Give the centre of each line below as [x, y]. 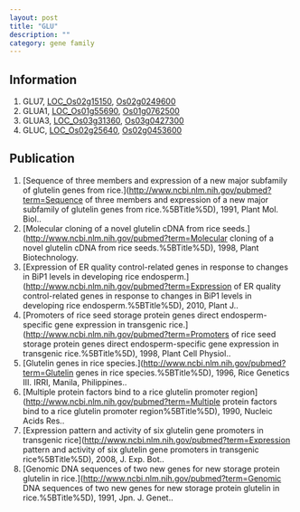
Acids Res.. [43, 421]
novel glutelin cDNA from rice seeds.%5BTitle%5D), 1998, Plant [141, 247]
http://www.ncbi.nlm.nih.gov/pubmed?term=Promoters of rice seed [151, 334]
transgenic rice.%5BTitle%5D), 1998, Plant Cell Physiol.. [127, 353]
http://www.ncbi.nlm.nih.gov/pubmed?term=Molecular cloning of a [150, 238]
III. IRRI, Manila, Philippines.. [75, 382]
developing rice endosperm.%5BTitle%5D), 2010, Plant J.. [131, 305]
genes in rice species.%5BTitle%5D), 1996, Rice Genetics [183, 373]
